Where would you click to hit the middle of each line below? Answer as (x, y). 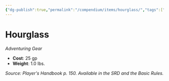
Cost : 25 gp (25, 58)
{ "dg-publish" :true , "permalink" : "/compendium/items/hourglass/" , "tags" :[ (84, 10)
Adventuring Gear (24, 48)
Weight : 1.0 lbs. (29, 63)
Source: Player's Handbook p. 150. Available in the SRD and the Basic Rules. (84, 73)
